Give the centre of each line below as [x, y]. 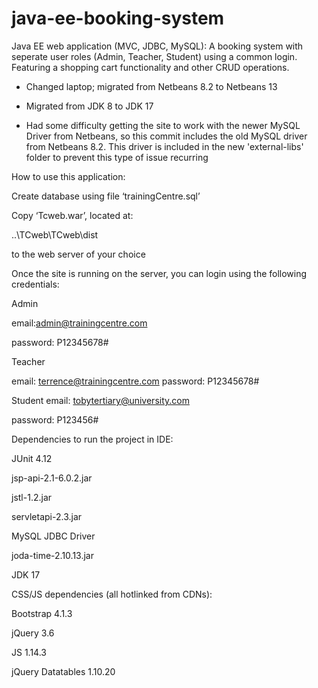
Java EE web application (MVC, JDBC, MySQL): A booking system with [157, 46]
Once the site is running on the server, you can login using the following [159, 273]
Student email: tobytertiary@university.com [100, 400]
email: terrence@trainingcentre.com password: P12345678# [135, 381]
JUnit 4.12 [32, 458]
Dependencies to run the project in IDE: [92, 439]
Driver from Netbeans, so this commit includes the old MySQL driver [166, 136]
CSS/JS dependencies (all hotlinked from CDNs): [112, 594]
